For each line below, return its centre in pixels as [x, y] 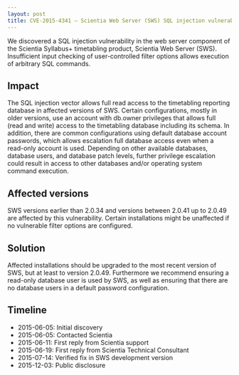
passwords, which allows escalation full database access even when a [111, 141]
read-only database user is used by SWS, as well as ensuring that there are [118, 280]
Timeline [27, 310]
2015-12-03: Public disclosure [62, 365]
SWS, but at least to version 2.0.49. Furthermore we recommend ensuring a [118, 273]
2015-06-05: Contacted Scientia [65, 334]
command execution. [38, 171]
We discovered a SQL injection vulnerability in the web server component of [119, 41]
